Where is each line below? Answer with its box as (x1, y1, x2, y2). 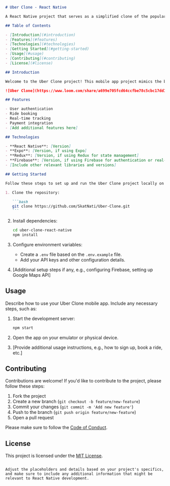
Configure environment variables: (12, 241, 82, 247)
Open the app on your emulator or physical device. (12, 334, 119, 340)
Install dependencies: (12, 218, 58, 224)
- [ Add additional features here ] (5, 125, 78, 131)
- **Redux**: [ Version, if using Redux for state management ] (5, 153, 139, 158)
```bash (12, 199, 28, 204)
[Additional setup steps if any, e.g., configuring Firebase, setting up (12, 267, 153, 273)
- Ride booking (5, 111, 37, 116)
